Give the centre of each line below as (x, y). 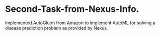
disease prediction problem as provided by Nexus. (57, 28)
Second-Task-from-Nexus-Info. (72, 9)
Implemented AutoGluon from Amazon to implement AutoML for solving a (80, 23)
